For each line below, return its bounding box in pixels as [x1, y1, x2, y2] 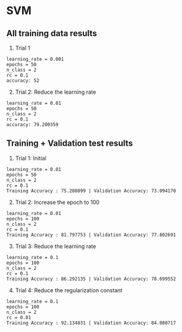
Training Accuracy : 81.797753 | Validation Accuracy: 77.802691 [6, 232, 176, 238]
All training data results [6, 28, 98, 39]
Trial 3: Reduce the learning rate [15, 243, 96, 250]
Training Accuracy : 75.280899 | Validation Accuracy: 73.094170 [6, 187, 176, 194]
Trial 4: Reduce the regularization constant [15, 286, 123, 294]
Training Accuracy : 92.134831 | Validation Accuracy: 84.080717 [6, 320, 176, 326]
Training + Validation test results [6, 138, 133, 149]
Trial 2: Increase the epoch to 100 [15, 198, 100, 206]
